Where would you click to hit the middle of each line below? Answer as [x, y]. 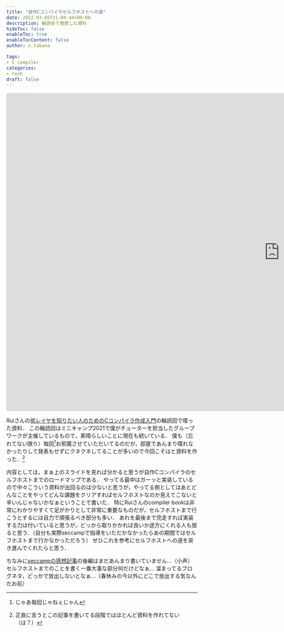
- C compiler [23, 62]
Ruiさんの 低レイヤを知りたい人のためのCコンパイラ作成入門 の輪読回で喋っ [100, 421]
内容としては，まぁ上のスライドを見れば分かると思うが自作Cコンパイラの [99, 472]
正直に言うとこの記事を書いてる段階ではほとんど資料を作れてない [97, 615]
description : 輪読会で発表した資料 [46, 23]
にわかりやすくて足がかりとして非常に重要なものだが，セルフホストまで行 [104, 509]
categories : [21, 68]
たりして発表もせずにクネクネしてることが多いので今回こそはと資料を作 [107, 451]
